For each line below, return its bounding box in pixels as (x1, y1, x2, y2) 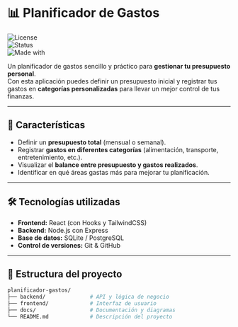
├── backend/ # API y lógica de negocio (7, 294, 170, 301)
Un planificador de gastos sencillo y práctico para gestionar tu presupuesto (7, 62, 231, 70)
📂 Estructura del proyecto (7, 268, 123, 280)
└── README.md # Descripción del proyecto (7, 313, 173, 320)
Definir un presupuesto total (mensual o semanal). (17, 138, 166, 147)
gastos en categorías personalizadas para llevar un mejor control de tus (7, 84, 220, 93)
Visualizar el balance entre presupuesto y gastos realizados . (17, 160, 198, 169)
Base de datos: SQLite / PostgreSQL (17, 234, 125, 242)
